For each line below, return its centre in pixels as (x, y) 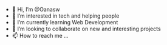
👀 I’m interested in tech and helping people (66, 16)
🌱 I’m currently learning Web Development (65, 22)
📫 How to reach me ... (40, 36)
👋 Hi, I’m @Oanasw (36, 9)
